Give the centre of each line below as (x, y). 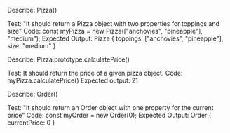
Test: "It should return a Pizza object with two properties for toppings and (113, 23)
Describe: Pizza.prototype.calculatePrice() (68, 59)
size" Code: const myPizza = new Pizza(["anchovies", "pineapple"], (105, 31)
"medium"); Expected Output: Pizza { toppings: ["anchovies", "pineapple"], (115, 38)
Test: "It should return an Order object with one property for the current (110, 107)
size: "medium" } (32, 46)
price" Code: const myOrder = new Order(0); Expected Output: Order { (109, 115)
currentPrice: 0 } (31, 122)
